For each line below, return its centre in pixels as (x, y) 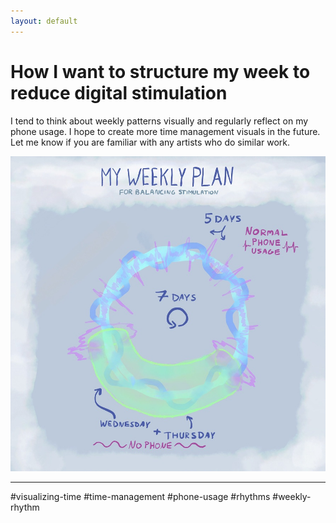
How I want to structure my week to (160, 71)
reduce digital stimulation (119, 92)
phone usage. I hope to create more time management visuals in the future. (165, 131)
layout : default (44, 21)
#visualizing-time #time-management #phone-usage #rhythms (140, 496)
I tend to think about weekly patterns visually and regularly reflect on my (159, 121)
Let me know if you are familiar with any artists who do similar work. (150, 142)
